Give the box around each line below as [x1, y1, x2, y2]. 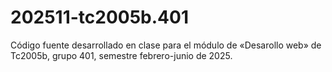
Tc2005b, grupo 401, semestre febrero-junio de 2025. [10, 49, 233, 61]
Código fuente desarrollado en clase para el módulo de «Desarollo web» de [10, 39, 322, 51]
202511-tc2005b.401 [10, 6, 189, 29]
